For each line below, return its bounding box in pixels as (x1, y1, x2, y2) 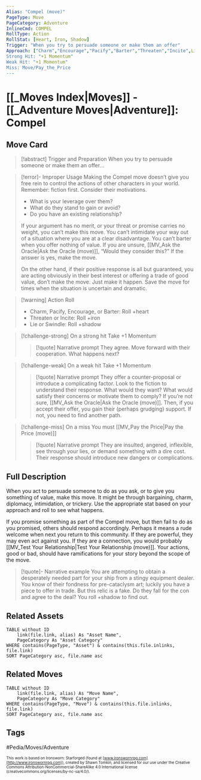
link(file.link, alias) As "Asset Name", (17, 632, 121, 638)
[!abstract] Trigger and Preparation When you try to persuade (20, 155, 173, 162)
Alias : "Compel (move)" (6, 8, 66, 15)
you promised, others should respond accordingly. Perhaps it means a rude (6, 525, 192, 532)
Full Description (6, 471, 66, 481)
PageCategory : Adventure (6, 20, 68, 26)
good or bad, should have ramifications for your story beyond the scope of (6, 550, 190, 558)
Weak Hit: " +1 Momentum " (6, 59, 68, 65)
